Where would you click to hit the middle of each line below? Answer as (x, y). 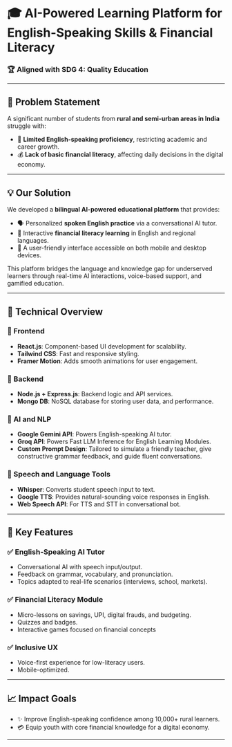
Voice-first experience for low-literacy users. (81, 662)
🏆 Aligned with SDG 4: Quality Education (78, 70)
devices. (29, 255)
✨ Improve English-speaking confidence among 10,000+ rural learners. (118, 719)
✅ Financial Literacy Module (55, 600)
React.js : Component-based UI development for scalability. (101, 346)
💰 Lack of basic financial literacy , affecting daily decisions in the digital (120, 155)
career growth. (38, 147)
